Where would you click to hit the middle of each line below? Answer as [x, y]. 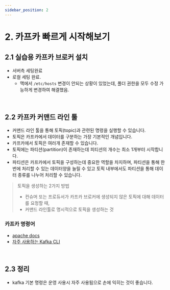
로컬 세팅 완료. [27, 77]
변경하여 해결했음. [51, 89]
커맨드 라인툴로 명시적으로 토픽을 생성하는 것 [69, 209]
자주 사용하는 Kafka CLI [36, 241]
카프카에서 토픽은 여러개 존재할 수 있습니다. [55, 143]
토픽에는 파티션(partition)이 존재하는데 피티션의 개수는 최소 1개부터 [79, 150]
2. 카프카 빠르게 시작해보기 [57, 37]
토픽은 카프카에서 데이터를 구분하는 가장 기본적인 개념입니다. [72, 137]
